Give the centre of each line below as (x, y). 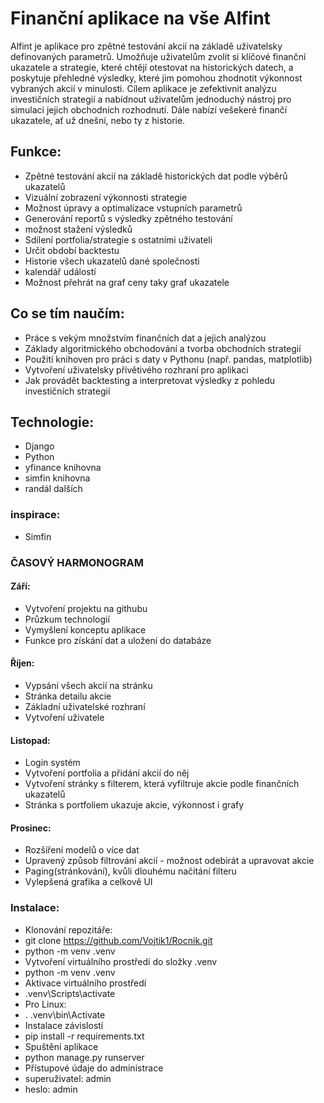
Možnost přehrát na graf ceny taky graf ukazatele (127, 282)
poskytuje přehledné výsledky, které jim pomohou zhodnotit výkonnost (156, 78)
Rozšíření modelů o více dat (82, 850)
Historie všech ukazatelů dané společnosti (112, 261)
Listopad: (30, 740)
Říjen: (22, 663)
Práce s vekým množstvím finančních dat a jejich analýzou (145, 338)
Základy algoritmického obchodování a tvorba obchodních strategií (163, 348)
